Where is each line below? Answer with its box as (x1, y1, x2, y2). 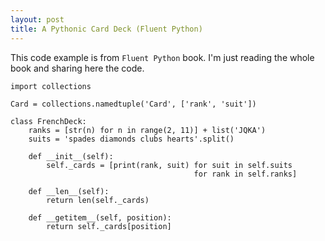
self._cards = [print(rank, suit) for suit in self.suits (46, 160, 293, 170)
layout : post (10, 14, 65, 25)
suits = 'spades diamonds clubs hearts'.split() (28, 134, 235, 144)
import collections (10, 81, 92, 91)
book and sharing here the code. (10, 62, 145, 74)
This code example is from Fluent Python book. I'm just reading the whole (10, 51, 315, 63)
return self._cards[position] (46, 221, 172, 231)
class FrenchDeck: (10, 116, 87, 126)
